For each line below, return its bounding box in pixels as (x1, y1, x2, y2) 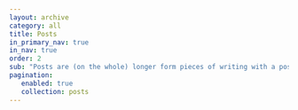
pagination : (9, 71, 53, 80)
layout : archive (9, 12, 69, 22)
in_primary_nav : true (9, 37, 90, 47)
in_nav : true (9, 46, 58, 55)
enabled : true (20, 79, 74, 88)
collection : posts (20, 87, 90, 96)
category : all (9, 21, 62, 30)
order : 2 (9, 54, 42, 63)
